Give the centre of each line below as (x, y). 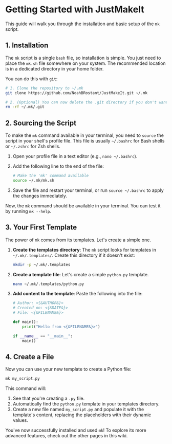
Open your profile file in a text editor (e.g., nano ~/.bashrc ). (75, 156)
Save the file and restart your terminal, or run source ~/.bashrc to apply (88, 190)
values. (20, 420)
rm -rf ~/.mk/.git (25, 107)
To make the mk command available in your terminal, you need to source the (85, 135)
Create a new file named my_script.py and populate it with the (78, 410)
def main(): (25, 322)
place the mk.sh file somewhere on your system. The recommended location (85, 63)
